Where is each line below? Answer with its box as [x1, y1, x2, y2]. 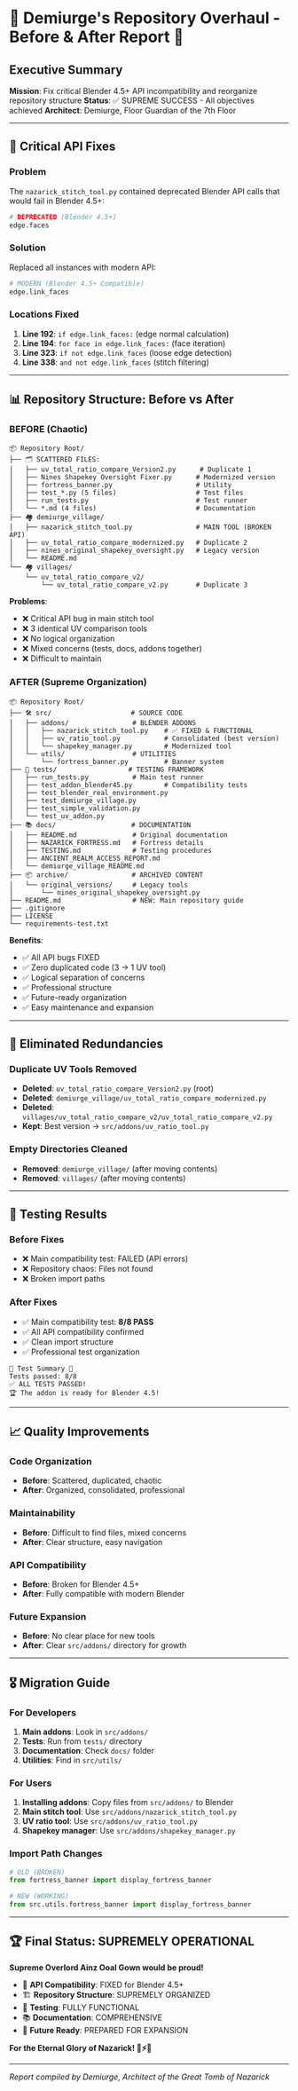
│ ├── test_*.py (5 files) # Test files [9, 488, 244, 498]
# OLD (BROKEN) [9, 1867, 66, 1876]
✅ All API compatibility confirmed [21, 1326, 145, 1337]
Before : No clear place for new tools [21, 1630, 155, 1641]
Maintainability [9, 1507, 75, 1519]
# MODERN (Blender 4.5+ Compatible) [9, 279, 145, 288]
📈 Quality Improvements [9, 1424, 150, 1440]
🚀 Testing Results [9, 1207, 108, 1222]
